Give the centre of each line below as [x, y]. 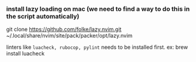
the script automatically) [43, 16]
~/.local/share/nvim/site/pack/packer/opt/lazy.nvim [70, 36]
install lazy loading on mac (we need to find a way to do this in [98, 9]
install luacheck [25, 54]
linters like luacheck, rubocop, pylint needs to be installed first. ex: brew [97, 47]
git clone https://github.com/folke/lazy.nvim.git [64, 29]
